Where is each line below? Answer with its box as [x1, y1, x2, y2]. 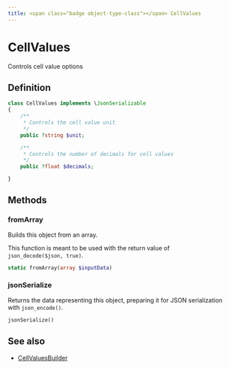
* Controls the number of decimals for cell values [23, 150, 174, 157]
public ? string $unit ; [20, 131, 85, 139]
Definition [8, 81, 51, 93]
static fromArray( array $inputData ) [8, 264, 112, 271]
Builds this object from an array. [8, 231, 98, 239]
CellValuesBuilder [17, 354, 68, 362]
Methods [8, 194, 47, 206]
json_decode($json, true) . [8, 251, 84, 259]
